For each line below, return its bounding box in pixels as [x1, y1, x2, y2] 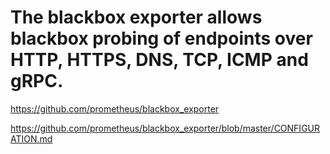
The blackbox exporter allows [10, 6, 263, 29]
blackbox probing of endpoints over [10, 27, 313, 50]
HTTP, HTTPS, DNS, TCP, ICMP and [10, 49, 309, 71]
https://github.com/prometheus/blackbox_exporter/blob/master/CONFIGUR [10, 122, 321, 134]
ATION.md [10, 132, 53, 145]
